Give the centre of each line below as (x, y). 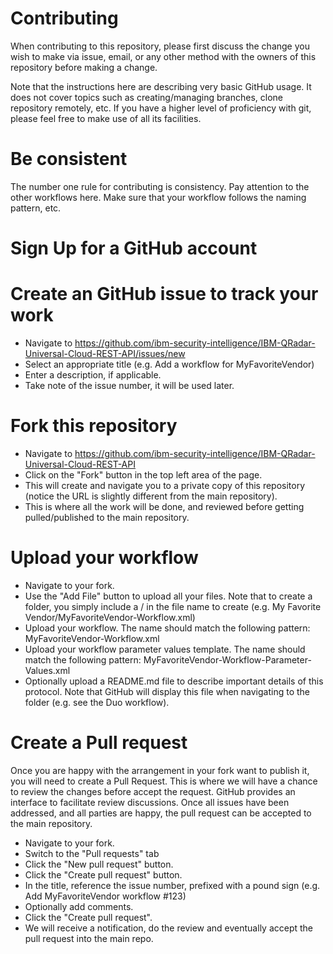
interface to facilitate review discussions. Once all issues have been (150, 802)
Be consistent (69, 159)
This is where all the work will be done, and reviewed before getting (164, 506)
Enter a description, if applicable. (93, 375)
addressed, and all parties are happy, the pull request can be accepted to (161, 813)
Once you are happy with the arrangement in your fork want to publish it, (160, 770)
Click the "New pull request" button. (99, 864)
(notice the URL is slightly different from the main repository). (151, 496)
